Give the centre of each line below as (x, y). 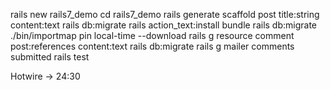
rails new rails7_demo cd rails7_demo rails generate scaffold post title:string (165, 14)
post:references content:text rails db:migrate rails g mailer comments (152, 46)
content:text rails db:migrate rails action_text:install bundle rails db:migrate (164, 25)
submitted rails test (50, 57)
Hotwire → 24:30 (45, 76)
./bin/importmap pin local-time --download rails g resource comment (152, 35)
